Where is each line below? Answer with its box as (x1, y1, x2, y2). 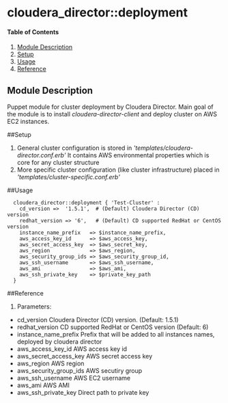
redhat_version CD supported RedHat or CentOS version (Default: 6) (16, 323, 209, 331)
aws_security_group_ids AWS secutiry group (16, 367, 143, 375)
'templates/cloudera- (133, 144, 193, 152)
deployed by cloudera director (16, 337, 102, 346)
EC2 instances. (7, 118, 50, 126)
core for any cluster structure (16, 159, 100, 167)
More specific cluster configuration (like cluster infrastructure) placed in (16, 166, 220, 174)
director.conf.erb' (16, 151, 66, 159)
